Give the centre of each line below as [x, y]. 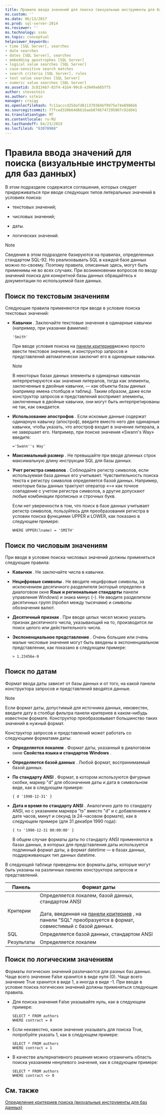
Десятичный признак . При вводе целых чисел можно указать [79, 617]
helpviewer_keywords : [27, 42]
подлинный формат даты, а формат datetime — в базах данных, [79, 850]
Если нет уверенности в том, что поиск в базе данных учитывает [81, 506]
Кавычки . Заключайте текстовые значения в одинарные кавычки [82, 323]
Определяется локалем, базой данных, [87, 895]
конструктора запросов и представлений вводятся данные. [68, 689]
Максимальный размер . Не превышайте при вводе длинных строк [84, 455]
